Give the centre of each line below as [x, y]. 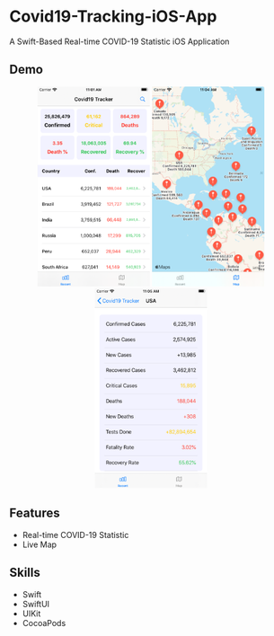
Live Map [39, 544]
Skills [25, 573]
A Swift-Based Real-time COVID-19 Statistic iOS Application [119, 41]
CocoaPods [44, 623]
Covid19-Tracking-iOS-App [113, 17]
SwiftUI [36, 604]
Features [35, 513]
